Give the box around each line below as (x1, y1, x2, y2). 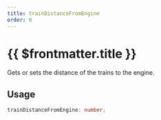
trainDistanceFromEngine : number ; (7, 107, 107, 114)
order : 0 (7, 16, 32, 23)
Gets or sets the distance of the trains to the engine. (7, 69, 155, 77)
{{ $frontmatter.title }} (7, 46, 137, 62)
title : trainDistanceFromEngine (7, 10, 100, 17)
